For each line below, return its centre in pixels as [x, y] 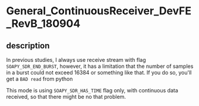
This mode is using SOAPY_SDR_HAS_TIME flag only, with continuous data [92, 90]
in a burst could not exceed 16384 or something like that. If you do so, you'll [99, 72]
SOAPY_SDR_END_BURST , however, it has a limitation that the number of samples [100, 66]
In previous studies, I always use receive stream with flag [76, 60]
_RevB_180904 [43, 24]
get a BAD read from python [40, 79]
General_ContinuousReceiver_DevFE [99, 11]
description [28, 46]
